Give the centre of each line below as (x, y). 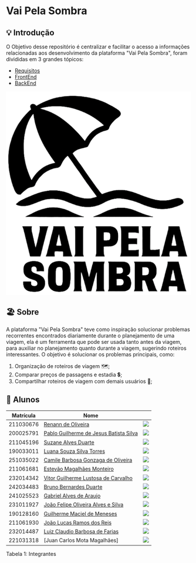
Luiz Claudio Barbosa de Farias (81, 532)
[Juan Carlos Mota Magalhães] (81, 541)
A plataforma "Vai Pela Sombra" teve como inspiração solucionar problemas (98, 329)
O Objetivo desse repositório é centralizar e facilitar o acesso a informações (98, 47)
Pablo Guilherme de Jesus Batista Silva (91, 433)
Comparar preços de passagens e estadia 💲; (68, 375)
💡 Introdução (30, 33)
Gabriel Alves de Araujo (72, 496)
